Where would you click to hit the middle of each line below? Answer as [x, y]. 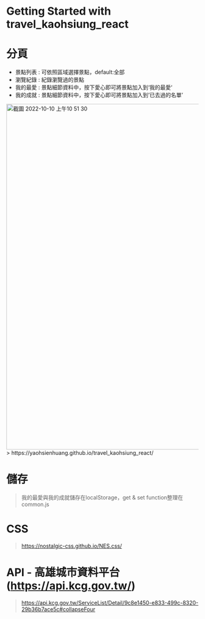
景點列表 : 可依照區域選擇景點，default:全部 [70, 72]
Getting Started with [59, 11]
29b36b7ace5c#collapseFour [58, 609]
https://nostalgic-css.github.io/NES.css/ [71, 546]
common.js [35, 504]
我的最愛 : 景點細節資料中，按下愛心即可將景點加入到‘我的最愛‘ [94, 87]
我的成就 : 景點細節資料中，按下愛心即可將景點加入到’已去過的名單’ [99, 95]
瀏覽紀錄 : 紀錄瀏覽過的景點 [49, 80]
